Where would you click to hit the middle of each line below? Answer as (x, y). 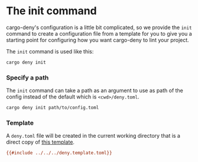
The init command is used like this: (50, 51)
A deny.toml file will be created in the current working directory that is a (93, 136)
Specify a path (27, 77)
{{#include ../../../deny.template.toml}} (59, 153)
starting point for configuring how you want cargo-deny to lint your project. (98, 40)
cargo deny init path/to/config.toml (53, 108)
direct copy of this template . (40, 142)
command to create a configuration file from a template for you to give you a (99, 33)
